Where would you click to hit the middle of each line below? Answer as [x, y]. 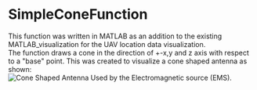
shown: [20, 69]
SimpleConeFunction [78, 14]
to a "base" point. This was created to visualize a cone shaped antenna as [128, 61]
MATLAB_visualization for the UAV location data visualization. [107, 44]
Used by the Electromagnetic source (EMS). [161, 77]
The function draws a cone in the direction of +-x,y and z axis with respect [128, 52]
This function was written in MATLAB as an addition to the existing [115, 36]
